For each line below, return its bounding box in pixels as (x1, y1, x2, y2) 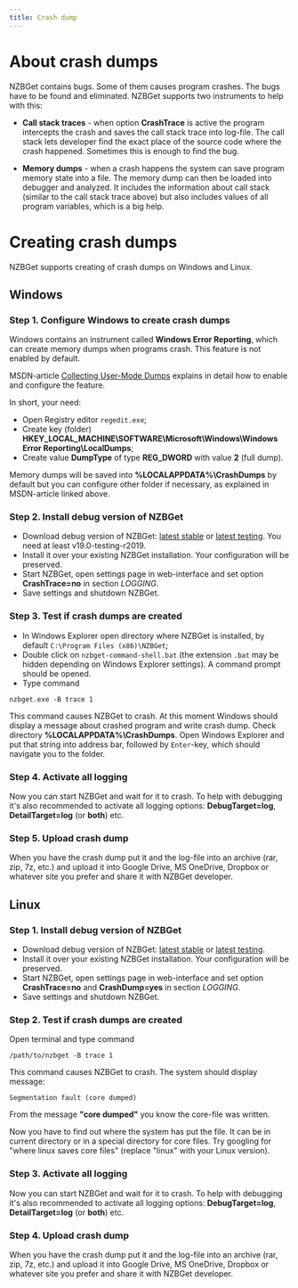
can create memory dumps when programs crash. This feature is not (9, 344, 262, 355)
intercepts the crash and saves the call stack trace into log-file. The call (21, 127, 285, 137)
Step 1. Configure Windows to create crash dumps (9, 314, 230, 326)
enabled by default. (9, 353, 81, 364)
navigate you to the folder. (9, 748, 105, 759)
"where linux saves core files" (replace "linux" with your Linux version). (9, 1145, 270, 1156)
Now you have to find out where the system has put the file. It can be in (9, 1127, 271, 1137)
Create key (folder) (21, 424, 92, 435)
